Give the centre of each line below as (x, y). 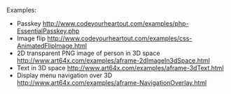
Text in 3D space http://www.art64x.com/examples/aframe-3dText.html (120, 68)
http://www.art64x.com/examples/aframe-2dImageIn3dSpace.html (113, 61)
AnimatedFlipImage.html (52, 46)
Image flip (31, 38)
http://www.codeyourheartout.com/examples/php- (115, 23)
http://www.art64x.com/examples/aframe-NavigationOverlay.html (112, 83)
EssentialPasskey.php (48, 31)
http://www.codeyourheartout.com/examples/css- (120, 38)
